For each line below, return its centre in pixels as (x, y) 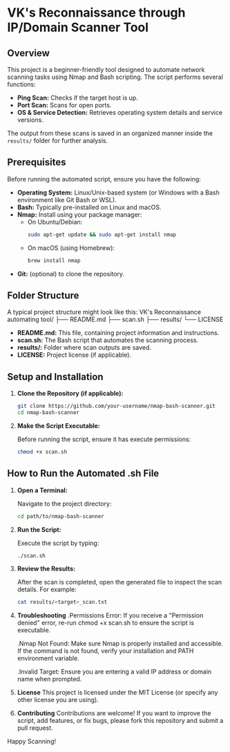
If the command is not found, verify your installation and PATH (105, 651)
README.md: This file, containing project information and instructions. (118, 333)
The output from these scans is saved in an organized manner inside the (110, 133)
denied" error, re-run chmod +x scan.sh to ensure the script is (106, 623)
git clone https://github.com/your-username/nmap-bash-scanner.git (116, 406)
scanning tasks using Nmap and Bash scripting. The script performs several (115, 77)
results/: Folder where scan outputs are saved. (84, 348)
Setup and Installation (55, 376)
